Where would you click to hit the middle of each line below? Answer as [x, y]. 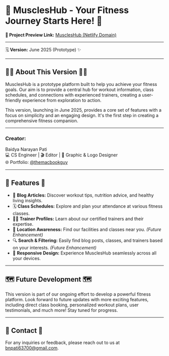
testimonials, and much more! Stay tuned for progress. [62, 310]
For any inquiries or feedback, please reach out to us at [62, 343]
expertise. [23, 224]
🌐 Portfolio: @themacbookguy [36, 162]
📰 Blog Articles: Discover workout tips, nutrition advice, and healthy [83, 195]
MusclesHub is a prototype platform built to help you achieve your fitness [81, 84]
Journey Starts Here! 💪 [54, 21]
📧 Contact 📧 [24, 331]
